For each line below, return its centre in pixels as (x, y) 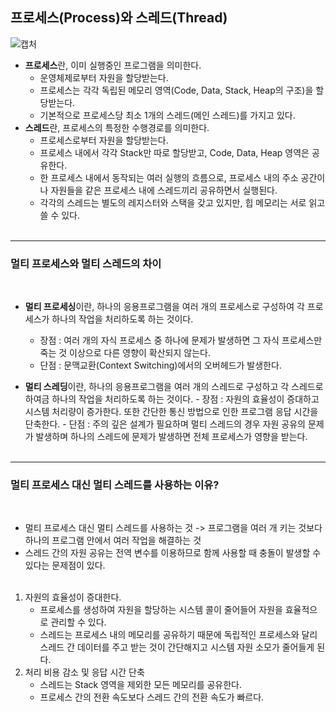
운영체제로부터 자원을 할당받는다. (104, 77)
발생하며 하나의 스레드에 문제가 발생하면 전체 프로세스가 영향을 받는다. (171, 437)
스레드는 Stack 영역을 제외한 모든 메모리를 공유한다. (141, 685)
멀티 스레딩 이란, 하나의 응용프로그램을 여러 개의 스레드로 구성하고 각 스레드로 (174, 387)
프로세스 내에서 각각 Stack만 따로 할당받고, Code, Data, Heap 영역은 (174, 152)
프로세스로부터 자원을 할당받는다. (104, 140)
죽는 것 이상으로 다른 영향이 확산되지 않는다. (125, 353)
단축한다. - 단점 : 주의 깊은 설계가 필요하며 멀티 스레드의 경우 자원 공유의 (165, 424)
